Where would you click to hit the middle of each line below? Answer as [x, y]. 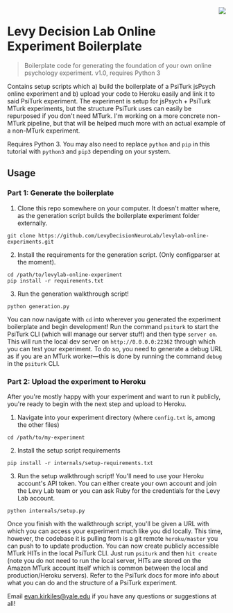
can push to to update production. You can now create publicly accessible [113, 546]
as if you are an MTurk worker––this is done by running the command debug [115, 356]
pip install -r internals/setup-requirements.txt [80, 463]
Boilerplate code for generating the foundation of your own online [118, 65]
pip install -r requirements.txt [55, 280]
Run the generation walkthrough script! [73, 294]
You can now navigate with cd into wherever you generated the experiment [114, 319]
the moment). [36, 262]
